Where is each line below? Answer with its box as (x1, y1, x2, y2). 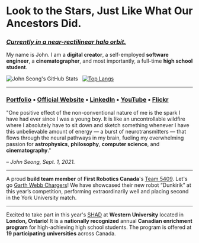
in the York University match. (6, 194, 77, 201)
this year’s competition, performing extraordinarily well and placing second (6, 187, 189, 195)
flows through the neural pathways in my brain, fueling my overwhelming (6, 134, 184, 141)
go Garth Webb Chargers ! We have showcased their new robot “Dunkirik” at (6, 182, 191, 189)
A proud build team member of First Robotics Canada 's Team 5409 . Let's (6, 175, 188, 182)
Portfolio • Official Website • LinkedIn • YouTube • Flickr (6, 96, 169, 104)
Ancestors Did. (6, 17, 82, 30)
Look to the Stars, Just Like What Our (6, 4, 193, 18)
